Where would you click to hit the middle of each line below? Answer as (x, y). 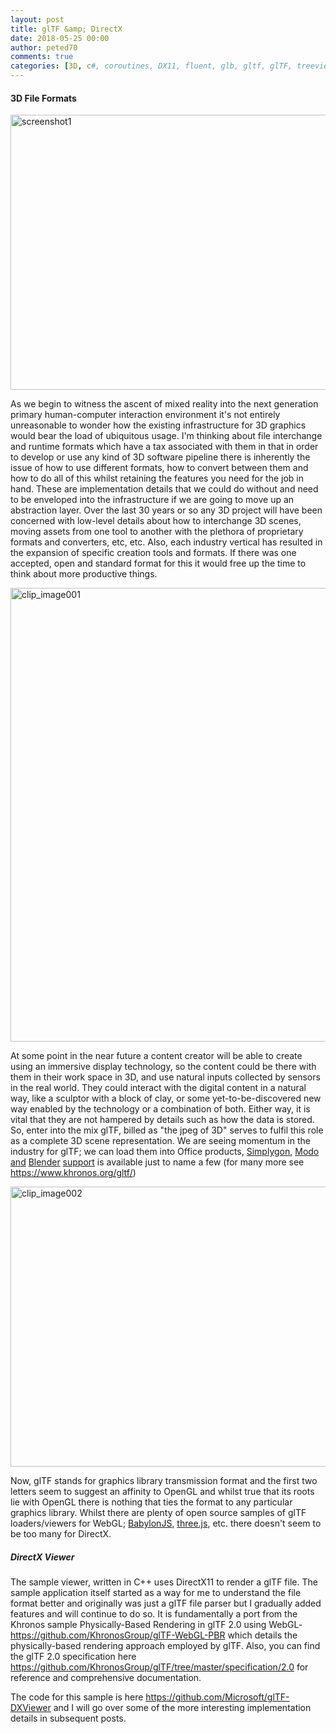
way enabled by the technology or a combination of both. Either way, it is (160, 1109)
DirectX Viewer (42, 1557)
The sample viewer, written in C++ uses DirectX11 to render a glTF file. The (164, 1582)
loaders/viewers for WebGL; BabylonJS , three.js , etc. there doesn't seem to (166, 1523)
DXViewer (31, 1708)
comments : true (42, 57)
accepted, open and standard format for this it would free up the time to (158, 563)
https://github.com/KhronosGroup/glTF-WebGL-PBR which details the (154, 1635)
